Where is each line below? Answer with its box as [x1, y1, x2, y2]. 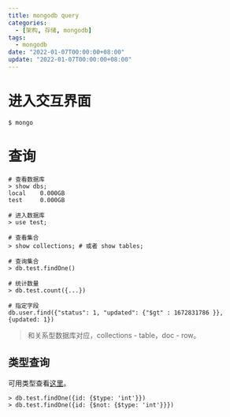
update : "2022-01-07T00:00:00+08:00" [8, 56, 132, 64]
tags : [8, 33, 26, 42]
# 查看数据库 [8, 175, 45, 183]
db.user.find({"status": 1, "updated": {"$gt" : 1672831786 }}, [8, 309, 224, 317]
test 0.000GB [8, 196, 65, 204]
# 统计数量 [8, 280, 39, 287]
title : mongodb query [8, 11, 80, 20]
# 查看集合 [8, 234, 39, 242]
